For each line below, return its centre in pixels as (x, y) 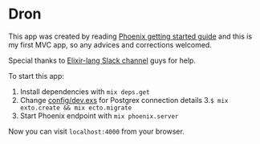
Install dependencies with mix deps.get (85, 91)
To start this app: (36, 76)
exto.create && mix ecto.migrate (76, 108)
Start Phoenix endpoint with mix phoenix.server (99, 115)
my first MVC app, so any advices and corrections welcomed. (110, 44)
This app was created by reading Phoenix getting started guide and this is (130, 36)
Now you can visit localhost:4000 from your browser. (96, 131)
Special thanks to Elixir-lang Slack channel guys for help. (102, 60)
